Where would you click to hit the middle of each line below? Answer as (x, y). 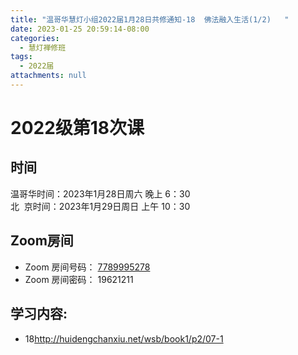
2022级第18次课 (77, 128)
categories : (35, 38)
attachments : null (48, 76)
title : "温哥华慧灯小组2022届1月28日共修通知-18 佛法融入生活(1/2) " (150, 19)
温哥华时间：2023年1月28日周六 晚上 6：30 (100, 193)
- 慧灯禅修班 (43, 47)
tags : (21, 57)
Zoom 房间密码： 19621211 (79, 279)
